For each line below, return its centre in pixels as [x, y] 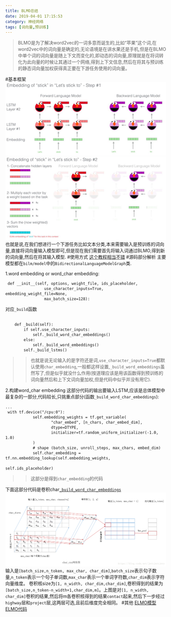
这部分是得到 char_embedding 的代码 [67, 479]
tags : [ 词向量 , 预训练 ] [27, 27]
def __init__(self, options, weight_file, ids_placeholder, [73, 284]
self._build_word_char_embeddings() [71, 335]
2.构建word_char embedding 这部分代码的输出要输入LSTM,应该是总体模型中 [85, 390]
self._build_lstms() [45, 350]
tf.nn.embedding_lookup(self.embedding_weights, [58, 458]
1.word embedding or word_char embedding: [52, 274]
